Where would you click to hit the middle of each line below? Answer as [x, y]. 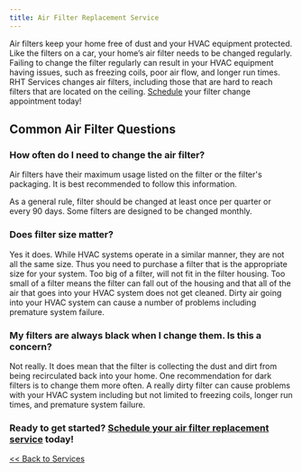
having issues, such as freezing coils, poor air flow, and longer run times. [145, 72]
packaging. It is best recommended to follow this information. [123, 184]
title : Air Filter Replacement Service [84, 18]
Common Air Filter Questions [92, 130]
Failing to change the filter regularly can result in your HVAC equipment [142, 62]
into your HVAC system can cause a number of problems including [133, 302]
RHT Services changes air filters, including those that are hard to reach [141, 81]
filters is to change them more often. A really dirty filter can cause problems [150, 385]
